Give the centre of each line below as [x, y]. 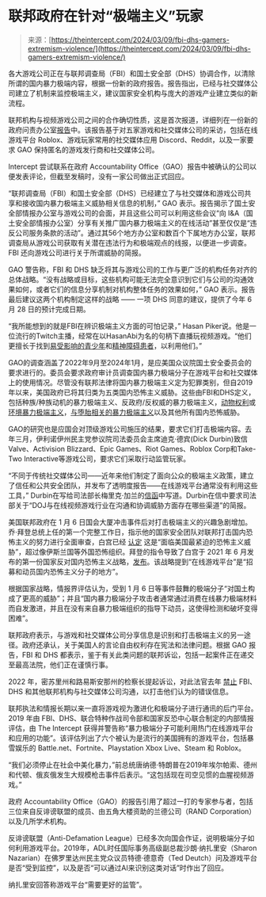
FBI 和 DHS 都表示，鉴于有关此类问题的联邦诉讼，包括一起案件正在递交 [138, 655]
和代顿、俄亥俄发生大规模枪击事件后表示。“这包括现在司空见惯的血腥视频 [128, 774]
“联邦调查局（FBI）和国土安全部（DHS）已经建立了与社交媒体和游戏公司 [126, 193]
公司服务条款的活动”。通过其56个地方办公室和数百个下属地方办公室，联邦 [135, 233]
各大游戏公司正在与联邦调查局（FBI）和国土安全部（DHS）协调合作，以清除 [132, 73]
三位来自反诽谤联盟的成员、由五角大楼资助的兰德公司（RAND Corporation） [132, 811]
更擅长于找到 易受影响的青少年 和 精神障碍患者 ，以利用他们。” [105, 345]
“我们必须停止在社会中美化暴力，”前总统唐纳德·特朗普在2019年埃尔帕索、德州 [133, 765]
